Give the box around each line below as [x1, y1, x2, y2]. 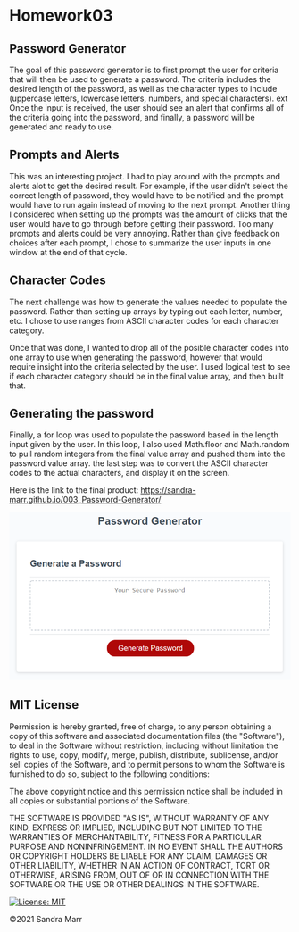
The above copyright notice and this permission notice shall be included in [9, 786, 283, 796]
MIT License [9, 697, 79, 712]
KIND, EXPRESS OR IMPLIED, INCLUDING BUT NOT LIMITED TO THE [9, 822, 262, 833]
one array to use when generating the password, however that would [9, 352, 263, 362]
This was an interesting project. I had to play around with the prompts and [9, 171, 281, 181]
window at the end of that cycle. [9, 246, 128, 257]
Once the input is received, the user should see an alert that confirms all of [9, 103, 284, 112]
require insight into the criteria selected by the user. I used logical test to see [9, 361, 291, 371]
